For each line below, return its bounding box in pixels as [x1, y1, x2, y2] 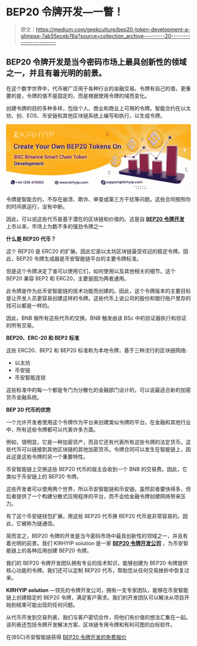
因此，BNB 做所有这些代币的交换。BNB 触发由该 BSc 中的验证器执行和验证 [6, 314, 186, 322]
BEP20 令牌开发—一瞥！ [6, 5, 124, 19]
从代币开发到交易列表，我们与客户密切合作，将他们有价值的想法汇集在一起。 [6, 614, 191, 621]
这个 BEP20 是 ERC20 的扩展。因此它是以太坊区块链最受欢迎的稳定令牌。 [6, 248, 184, 255]
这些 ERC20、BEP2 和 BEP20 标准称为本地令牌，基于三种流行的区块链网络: [6, 347, 188, 354]
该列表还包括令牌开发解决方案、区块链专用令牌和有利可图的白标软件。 [6, 621, 176, 628]
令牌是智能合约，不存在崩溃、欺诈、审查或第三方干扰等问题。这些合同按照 [6, 196, 186, 203]
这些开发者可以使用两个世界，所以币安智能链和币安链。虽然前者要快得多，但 [6, 485, 191, 493]
